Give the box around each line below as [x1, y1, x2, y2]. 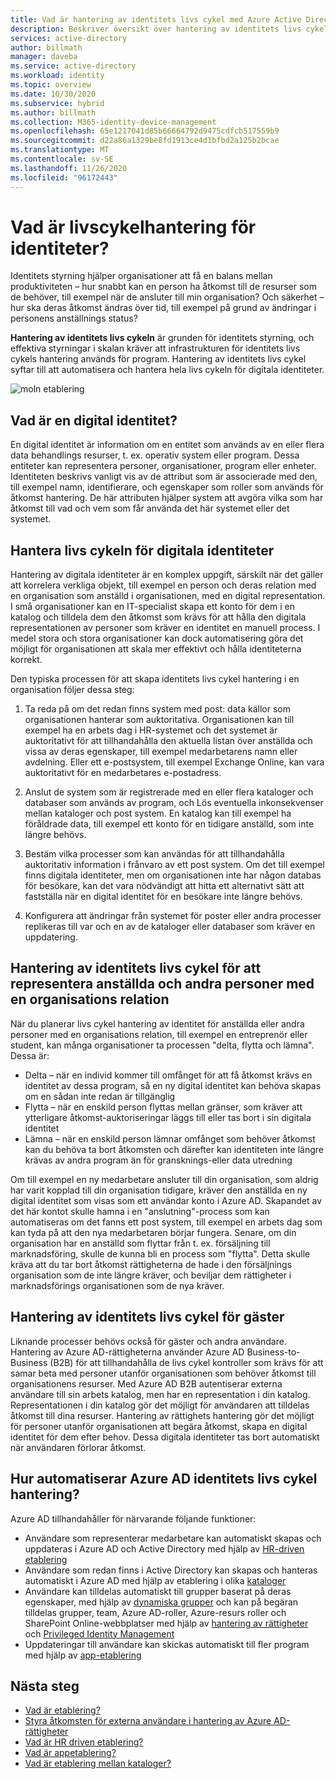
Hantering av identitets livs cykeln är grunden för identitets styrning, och [10, 332, 315, 344]
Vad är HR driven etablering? [24, 1736, 144, 1748]
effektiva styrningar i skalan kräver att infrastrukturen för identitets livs [10, 342, 301, 355]
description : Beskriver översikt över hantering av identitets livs [10, 24, 302, 34]
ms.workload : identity [10, 71, 105, 81]
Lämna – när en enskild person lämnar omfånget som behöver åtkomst [24, 1132, 316, 1145]
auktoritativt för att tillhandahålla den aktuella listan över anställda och [24, 735, 313, 747]
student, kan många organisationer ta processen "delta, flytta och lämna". [10, 1039, 315, 1051]
